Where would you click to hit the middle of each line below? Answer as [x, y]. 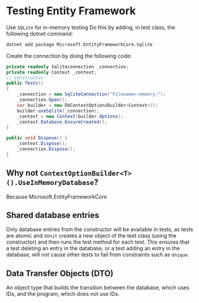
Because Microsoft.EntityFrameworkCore [56, 196]
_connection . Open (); [42, 100]
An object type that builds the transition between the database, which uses [98, 288]
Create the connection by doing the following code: [69, 56]
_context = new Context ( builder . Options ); [70, 116]
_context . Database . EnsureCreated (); [62, 122]
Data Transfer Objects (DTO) [60, 273]
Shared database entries [53, 216]
